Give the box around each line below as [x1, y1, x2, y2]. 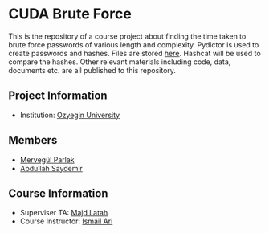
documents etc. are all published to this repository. [8, 65, 177, 75]
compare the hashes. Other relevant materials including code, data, [8, 57, 231, 67]
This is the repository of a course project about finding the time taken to [8, 31, 247, 41]
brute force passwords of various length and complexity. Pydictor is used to [8, 39, 259, 49]
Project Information [8, 89, 108, 103]
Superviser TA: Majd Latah [19, 208, 108, 218]
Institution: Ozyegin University [19, 110, 120, 120]
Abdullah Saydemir [19, 163, 83, 173]
